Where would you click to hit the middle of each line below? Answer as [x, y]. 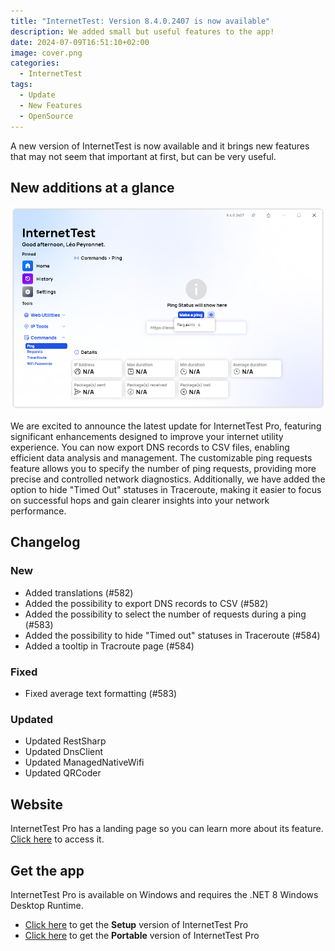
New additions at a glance [92, 187]
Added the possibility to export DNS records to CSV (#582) [146, 603]
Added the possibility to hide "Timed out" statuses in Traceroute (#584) [172, 635]
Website [36, 804]
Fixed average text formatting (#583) [101, 694]
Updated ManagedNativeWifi [84, 762]
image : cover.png [46, 53]
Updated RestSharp [65, 741]
